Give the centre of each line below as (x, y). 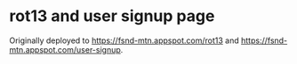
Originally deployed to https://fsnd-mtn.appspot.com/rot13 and (124, 40)
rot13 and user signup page (112, 16)
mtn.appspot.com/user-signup (65, 49)
